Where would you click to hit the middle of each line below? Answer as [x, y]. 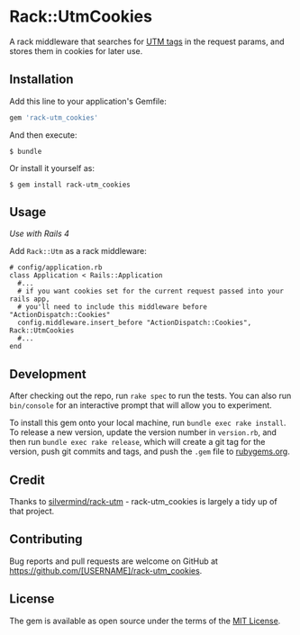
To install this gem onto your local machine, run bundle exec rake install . [148, 423]
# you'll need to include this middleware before [112, 307]
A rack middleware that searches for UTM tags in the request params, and [147, 41]
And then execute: [43, 135]
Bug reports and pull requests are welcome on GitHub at [114, 561]
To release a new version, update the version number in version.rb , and [143, 432]
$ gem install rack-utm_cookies [70, 185]
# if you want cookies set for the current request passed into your [150, 291]
